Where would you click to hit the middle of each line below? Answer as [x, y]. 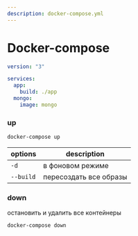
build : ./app [38, 92]
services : [21, 79]
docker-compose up [34, 137]
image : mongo [38, 105]
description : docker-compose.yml [55, 14]
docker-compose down [37, 226]
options [24, 153]
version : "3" [26, 67]
